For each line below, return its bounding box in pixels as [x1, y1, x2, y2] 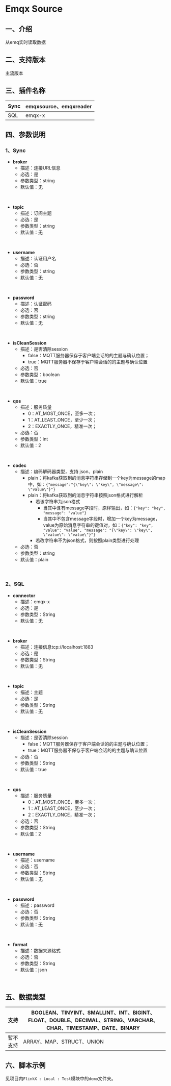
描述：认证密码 [20, 301, 52, 307]
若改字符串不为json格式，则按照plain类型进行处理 [35, 537, 139, 544]
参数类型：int [20, 436, 48, 442]
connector [12, 593, 36, 599]
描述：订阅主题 [20, 210, 52, 216]
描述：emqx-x [20, 598, 50, 605]
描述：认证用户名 [20, 256, 56, 262]
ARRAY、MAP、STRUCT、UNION [23, 1038, 104, 1045]
